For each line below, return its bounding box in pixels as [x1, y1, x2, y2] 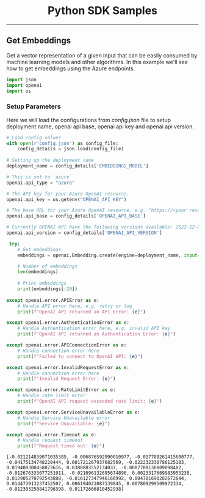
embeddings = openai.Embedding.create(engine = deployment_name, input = [17, 252, 201, 258]
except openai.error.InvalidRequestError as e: [6, 364, 130, 370]
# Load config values [6, 134, 62, 141]
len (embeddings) [17, 269, 59, 275]
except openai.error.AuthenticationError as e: [6, 320, 130, 326]
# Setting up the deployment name [6, 157, 95, 164]
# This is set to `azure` [6, 174, 72, 180]
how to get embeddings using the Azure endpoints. [6, 65, 135, 72]
